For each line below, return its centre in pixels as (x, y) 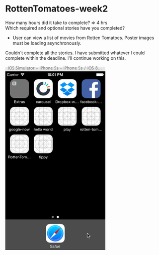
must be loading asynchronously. (47, 43)
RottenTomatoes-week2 (57, 9)
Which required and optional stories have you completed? (65, 28)
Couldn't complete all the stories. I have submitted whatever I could (75, 53)
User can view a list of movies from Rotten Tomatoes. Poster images (83, 38)
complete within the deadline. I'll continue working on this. (66, 58)
